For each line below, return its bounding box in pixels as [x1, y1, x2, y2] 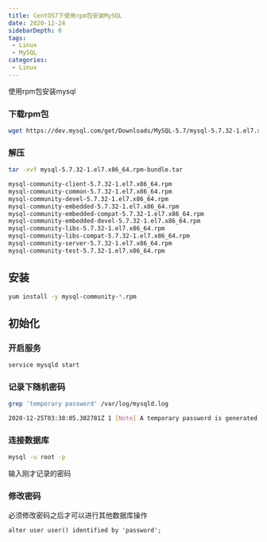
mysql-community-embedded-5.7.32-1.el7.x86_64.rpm [8, 202, 180, 210]
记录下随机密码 [8, 382, 66, 393]
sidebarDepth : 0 [8, 26, 62, 34]
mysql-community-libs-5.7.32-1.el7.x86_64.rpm [8, 225, 165, 233]
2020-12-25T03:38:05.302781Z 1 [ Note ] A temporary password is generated [8, 414, 258, 422]
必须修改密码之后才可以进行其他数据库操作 [8, 510, 148, 520]
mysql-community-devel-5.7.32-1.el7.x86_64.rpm [8, 194, 169, 203]
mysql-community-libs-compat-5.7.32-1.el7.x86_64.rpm [8, 232, 191, 240]
